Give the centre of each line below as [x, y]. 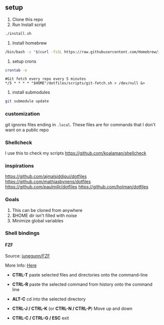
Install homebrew [30, 43]
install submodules [31, 93]
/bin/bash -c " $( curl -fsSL [34, 52]
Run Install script [29, 24]
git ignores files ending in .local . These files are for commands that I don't [80, 124]
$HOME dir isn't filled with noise [44, 215]
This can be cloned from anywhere [47, 210]
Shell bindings [22, 233]
